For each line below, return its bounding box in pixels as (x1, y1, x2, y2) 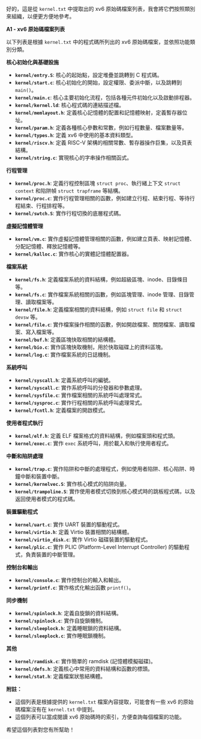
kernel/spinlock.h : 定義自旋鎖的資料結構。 (14, 610, 122, 616)
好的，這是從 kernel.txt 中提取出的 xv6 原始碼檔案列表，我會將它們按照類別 (6, 5, 196, 12)
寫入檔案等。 (25, 328, 58, 336)
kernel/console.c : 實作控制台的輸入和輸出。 (14, 577, 125, 583)
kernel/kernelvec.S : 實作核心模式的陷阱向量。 (14, 480, 130, 487)
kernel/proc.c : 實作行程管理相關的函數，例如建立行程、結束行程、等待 (14, 195, 190, 201)
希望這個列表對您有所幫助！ (6, 726, 75, 733)
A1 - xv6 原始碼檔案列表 (6, 26, 65, 32)
